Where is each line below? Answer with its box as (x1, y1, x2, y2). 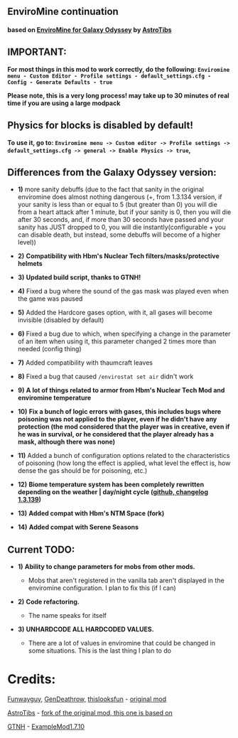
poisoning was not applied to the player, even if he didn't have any (17, 415, 217, 424)
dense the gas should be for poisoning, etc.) (17, 466, 148, 475)
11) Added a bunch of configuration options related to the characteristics (17, 451, 230, 460)
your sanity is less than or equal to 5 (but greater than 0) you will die (17, 200, 218, 209)
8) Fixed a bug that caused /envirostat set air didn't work (17, 373, 194, 381)
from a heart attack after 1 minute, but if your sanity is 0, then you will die (17, 208, 232, 216)
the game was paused (17, 294, 83, 303)
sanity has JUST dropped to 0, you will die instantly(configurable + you (17, 223, 226, 232)
